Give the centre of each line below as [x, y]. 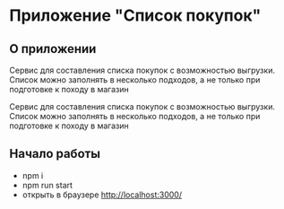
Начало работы [55, 154]
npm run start [47, 185]
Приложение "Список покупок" [135, 16]
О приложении [53, 49]
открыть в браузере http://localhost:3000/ [102, 195]
